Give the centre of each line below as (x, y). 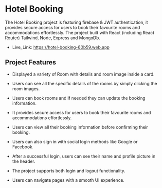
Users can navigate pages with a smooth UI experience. (68, 180)
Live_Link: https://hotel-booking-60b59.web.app (61, 47)
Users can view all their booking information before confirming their (80, 127)
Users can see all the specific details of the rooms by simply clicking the (84, 83)
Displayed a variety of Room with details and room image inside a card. (83, 74)
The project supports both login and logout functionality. (69, 171)
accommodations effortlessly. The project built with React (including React (80, 32)
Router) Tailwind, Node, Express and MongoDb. (53, 38)
